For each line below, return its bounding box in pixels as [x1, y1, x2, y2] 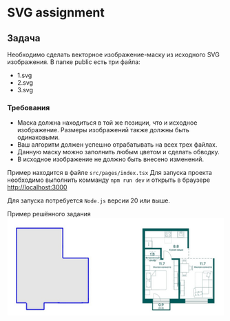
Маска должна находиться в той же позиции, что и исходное [17, 118, 198, 127]
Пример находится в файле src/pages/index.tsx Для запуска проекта [7, 169, 212, 177]
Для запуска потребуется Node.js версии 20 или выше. [7, 196, 171, 205]
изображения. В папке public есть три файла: [7, 58, 140, 66]
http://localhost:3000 [7, 183, 67, 191]
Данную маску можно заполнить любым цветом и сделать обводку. [17, 148, 220, 156]
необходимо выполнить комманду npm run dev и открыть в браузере [7, 176, 211, 184]
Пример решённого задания [7, 210, 91, 218]
